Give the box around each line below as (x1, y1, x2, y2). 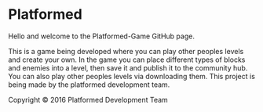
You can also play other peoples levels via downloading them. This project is (8, 71, 255, 81)
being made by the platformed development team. (8, 80, 170, 89)
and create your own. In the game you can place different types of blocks (8, 55, 246, 64)
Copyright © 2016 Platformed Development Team (8, 95, 169, 104)
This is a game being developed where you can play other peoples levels (8, 46, 244, 56)
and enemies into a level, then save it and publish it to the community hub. (8, 63, 248, 72)
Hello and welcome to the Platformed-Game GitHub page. (8, 31, 195, 41)
